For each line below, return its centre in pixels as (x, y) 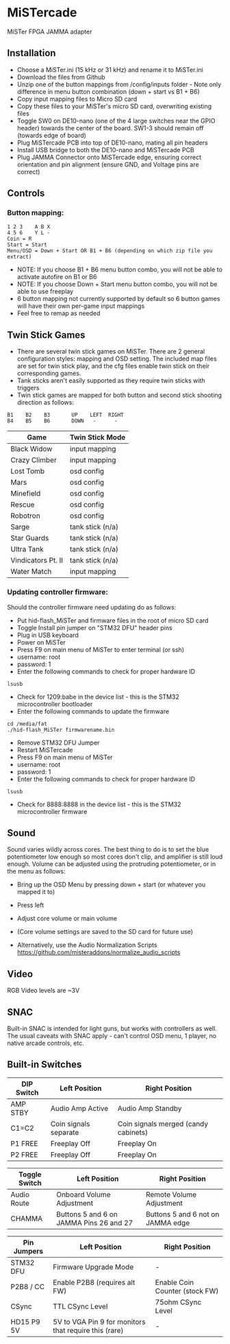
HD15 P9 (26, 1321)
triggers (28, 388)
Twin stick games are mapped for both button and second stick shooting (119, 395)
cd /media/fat (27, 724)
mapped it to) (36, 892)
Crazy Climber (34, 460)
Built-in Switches (44, 1065)
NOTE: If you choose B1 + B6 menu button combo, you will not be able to (119, 269)
